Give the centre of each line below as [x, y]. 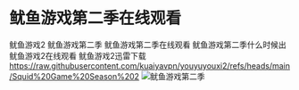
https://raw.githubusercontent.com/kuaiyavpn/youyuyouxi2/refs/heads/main [149, 65]
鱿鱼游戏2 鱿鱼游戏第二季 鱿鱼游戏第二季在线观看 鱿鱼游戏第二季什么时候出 [148, 45]
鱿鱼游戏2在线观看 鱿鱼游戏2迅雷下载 [78, 55]
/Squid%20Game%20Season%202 [75, 76]
